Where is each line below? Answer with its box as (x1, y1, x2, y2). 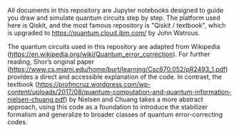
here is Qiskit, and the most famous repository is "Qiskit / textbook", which (7, 21, 226, 29)
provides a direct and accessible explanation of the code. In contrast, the (7, 72, 223, 81)
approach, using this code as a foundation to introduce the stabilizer (7, 103, 208, 111)
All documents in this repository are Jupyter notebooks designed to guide (7, 6, 224, 14)
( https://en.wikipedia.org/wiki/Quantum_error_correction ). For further (7, 50, 210, 58)
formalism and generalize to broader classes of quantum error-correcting (7, 110, 223, 119)
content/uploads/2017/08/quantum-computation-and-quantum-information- (7, 88, 232, 96)
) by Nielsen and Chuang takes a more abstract (65, 95, 203, 104)
